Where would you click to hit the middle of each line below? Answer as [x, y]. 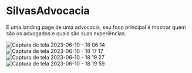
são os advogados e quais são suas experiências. [66, 33]
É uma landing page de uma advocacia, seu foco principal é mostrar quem [96, 27]
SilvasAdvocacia [48, 11]
